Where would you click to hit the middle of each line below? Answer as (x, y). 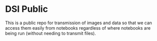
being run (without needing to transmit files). (51, 33)
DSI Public (26, 9)
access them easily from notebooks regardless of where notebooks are (78, 28)
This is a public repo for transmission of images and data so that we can (79, 23)
